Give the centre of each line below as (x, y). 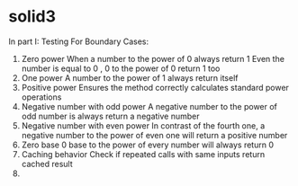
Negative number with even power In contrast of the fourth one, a (143, 125)
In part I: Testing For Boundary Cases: (79, 41)
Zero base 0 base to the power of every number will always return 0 (147, 145)
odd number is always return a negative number (110, 116)
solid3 (32, 17)
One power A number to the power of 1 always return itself (130, 77)
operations (41, 97)
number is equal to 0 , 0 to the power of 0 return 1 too (121, 68)
